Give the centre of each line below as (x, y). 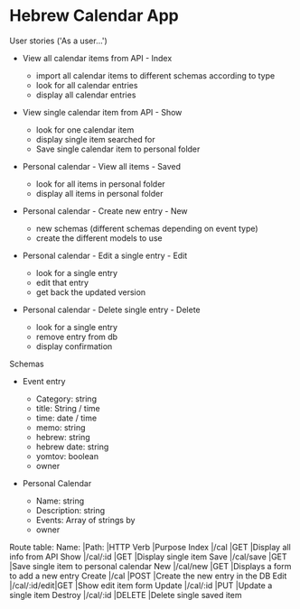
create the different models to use (99, 238)
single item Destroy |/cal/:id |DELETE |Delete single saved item (126, 595)
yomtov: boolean (67, 456)
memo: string (61, 427)
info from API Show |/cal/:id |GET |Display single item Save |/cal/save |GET (148, 557)
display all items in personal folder (99, 193)
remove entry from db (77, 337)
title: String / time (68, 408)
